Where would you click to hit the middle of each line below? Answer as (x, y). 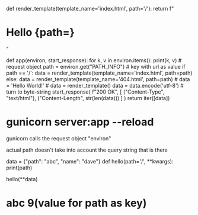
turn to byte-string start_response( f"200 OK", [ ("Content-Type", (85, 92)
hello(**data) (22, 179)
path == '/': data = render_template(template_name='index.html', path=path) (99, 73)
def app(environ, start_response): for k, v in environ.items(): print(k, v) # (94, 60)
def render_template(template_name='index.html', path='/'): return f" (90, 9)
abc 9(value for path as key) (76, 203)
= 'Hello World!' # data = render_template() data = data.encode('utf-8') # (95, 85)
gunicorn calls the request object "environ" (59, 138)
